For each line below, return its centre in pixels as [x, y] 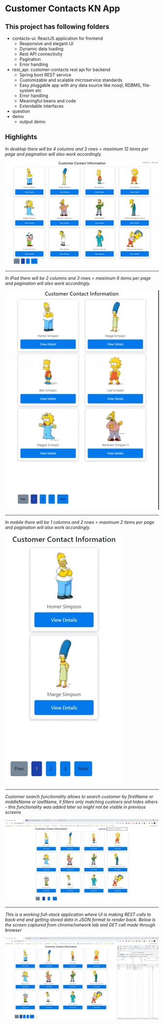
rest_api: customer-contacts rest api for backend [61, 70]
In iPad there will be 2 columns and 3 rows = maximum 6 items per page [78, 278]
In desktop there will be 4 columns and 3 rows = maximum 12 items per [77, 149]
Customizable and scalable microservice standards [71, 80]
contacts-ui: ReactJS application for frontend [58, 38]
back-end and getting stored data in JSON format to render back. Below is [80, 920]
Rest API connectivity [41, 54]
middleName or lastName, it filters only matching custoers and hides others [81, 802]
